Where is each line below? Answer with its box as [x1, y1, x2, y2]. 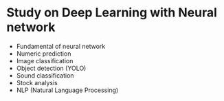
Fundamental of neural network [16, 42, 106, 50]
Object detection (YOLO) [16, 64, 87, 72]
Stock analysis [16, 78, 58, 87]
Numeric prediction [16, 49, 71, 58]
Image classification [16, 56, 74, 65]
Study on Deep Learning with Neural [6, 5, 218, 21]
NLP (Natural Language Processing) [16, 86, 119, 94]
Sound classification [16, 71, 74, 80]
